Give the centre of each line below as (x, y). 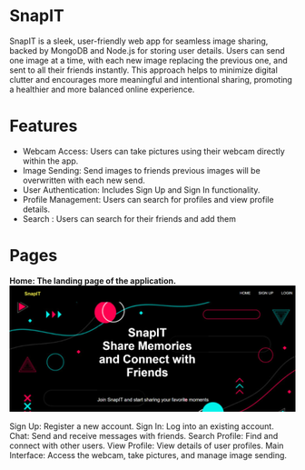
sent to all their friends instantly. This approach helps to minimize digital (144, 70)
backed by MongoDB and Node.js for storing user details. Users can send (148, 50)
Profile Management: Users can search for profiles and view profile (148, 199)
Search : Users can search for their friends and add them (129, 218)
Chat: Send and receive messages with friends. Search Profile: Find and (144, 436)
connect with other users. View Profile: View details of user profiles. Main (147, 445)
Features (44, 126)
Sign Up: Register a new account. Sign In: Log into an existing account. (142, 426)
